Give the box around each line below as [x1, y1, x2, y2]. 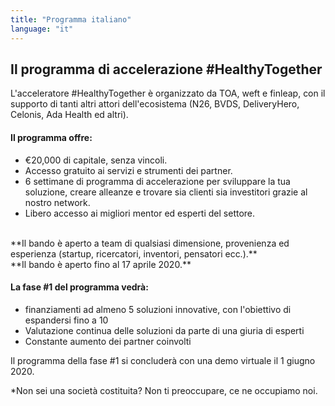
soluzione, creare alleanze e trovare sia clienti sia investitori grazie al [24, 186, 308, 198]
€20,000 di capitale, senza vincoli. [24, 154, 168, 166]
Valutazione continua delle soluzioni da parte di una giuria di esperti [24, 324, 305, 336]
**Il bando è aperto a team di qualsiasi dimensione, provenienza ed [10, 237, 290, 249]
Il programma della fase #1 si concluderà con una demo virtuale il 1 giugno [10, 354, 316, 366]
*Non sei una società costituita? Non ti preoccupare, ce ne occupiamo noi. [10, 384, 318, 396]
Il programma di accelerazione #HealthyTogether [10, 61, 323, 78]
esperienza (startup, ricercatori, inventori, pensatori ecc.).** [10, 247, 258, 260]
